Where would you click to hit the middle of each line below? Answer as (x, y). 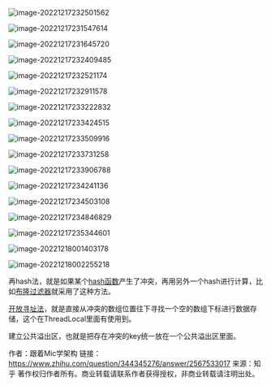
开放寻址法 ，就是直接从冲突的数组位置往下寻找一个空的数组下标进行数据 (129, 308)
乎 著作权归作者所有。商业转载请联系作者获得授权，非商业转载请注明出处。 (134, 373)
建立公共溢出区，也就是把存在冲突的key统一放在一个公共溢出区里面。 (125, 336)
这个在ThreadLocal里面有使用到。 (79, 319)
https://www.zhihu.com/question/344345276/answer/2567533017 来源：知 (135, 363)
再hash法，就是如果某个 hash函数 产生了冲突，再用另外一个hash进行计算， (132, 281)
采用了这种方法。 (86, 291)
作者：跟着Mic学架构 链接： (55, 353)
